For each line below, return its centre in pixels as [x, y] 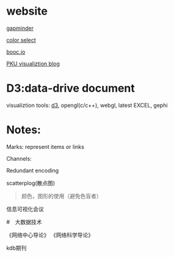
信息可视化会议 [25, 209]
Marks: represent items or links [45, 147]
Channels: [19, 158]
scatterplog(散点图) [31, 183]
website [27, 11]
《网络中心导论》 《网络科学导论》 [50, 235]
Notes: [24, 130]
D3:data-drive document [71, 88]
